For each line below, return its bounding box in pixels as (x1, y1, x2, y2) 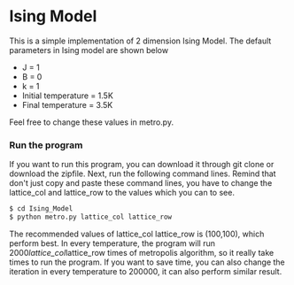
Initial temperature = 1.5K (21, 90, 113, 101)
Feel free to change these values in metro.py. (9, 117, 174, 127)
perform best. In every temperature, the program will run (9, 237, 215, 249)
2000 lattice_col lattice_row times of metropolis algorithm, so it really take (9, 247, 275, 258)
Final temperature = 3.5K (21, 99, 113, 110)
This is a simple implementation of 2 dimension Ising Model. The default (9, 35, 272, 46)
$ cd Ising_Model (9, 204, 73, 213)
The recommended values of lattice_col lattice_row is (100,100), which (9, 228, 265, 239)
